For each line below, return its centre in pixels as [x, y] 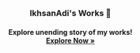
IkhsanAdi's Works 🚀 [70, 13]
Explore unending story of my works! [70, 32]
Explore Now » [70, 40]
